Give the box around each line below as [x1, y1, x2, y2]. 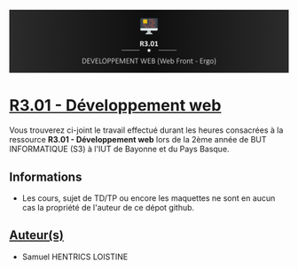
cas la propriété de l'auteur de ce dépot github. [21, 202, 195, 212]
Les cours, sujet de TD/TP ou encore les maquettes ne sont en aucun [21, 192, 276, 204]
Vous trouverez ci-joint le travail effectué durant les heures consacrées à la [9, 125, 284, 135]
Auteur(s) [9, 227, 64, 243]
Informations [9, 169, 82, 184]
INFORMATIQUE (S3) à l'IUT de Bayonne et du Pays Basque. [9, 143, 230, 155]
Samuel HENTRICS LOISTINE [21, 251, 129, 262]
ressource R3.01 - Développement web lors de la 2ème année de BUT [9, 134, 268, 145]
